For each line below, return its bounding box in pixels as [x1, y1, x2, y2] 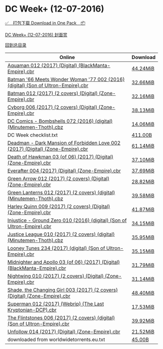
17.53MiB [131, 303, 155, 310]
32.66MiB [131, 79, 155, 86]
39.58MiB [131, 192, 155, 199]
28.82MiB [131, 178, 155, 185]
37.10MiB [131, 156, 155, 163]
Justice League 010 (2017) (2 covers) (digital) [7, 231, 115, 238]
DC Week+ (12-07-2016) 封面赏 [5, 31, 67, 37]
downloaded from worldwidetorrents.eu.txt [7, 336, 105, 343]
